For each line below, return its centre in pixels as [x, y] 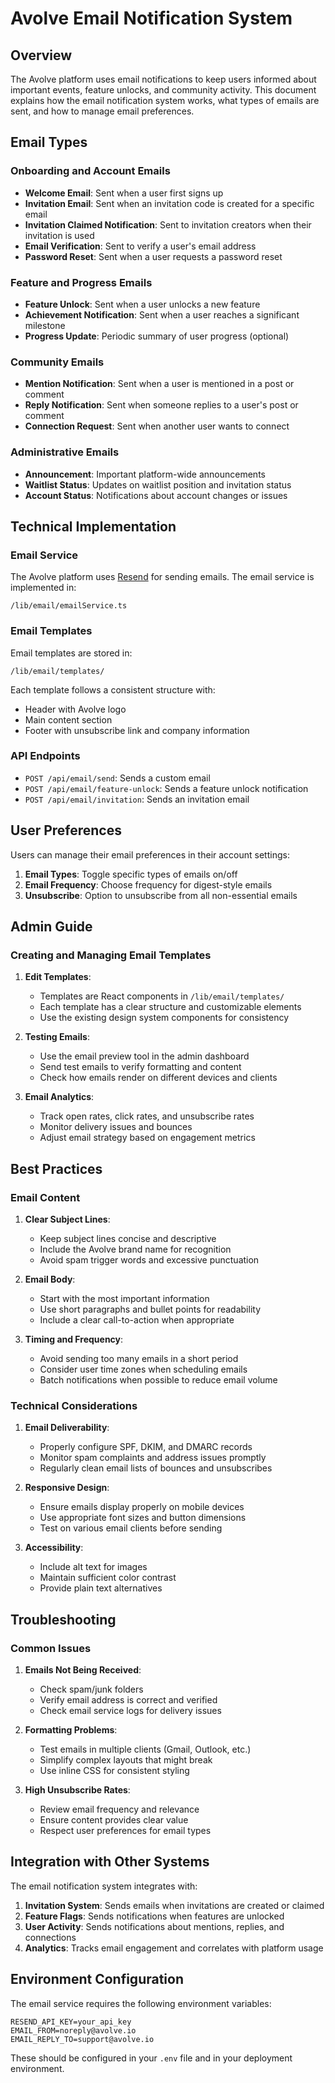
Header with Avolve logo [75, 709]
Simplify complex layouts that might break [126, 1760]
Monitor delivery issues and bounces [116, 1127]
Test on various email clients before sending [131, 1528]
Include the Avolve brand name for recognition [135, 1249]
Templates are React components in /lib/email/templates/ [162, 996]
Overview [41, 55]
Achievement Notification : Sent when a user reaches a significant [162, 314]
